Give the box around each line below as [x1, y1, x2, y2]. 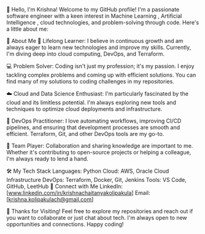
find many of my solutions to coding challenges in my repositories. [6, 78, 175, 85]
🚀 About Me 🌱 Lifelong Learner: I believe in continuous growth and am [6, 37, 184, 44]
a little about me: [6, 25, 49, 32]
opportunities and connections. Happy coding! [6, 221, 124, 228]
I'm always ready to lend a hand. [6, 155, 89, 162]
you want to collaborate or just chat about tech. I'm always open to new [6, 214, 187, 221]
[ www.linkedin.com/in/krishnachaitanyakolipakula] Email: [6, 189, 150, 196]
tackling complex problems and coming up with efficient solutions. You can [6, 71, 196, 78]
